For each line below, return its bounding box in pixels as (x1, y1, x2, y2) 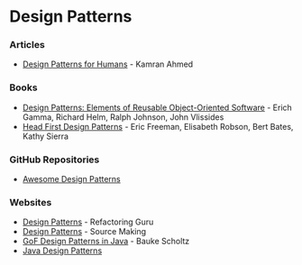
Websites (9, 196, 52, 208)
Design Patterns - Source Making (22, 226, 147, 237)
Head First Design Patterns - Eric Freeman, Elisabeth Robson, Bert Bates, (22, 121, 294, 132)
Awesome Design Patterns (22, 174, 121, 185)
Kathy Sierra (22, 131, 69, 142)
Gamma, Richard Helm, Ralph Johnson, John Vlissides (22, 111, 224, 123)
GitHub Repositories (9, 153, 100, 166)
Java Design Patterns (22, 245, 103, 256)
